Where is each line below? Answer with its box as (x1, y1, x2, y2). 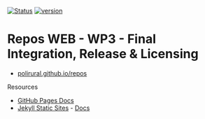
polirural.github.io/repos (17, 69, 87, 77)
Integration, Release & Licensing (7, 46, 199, 62)
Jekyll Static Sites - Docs (17, 104, 90, 112)
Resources (7, 83, 38, 91)
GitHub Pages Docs (17, 96, 75, 104)
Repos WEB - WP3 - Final (7, 31, 156, 47)
